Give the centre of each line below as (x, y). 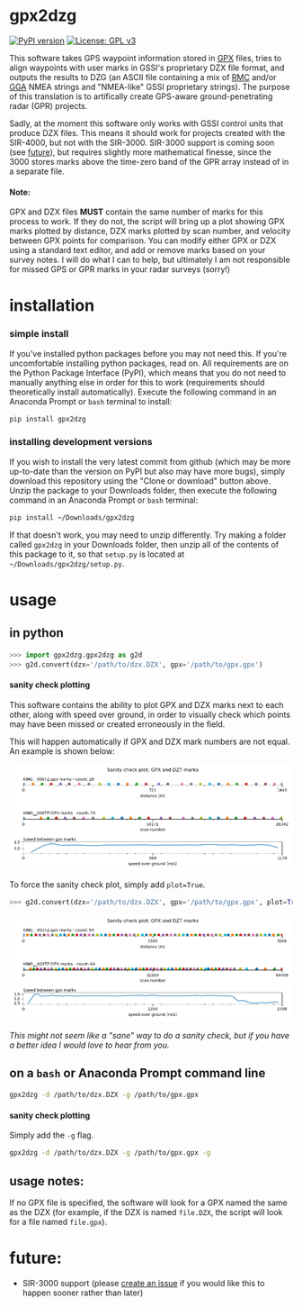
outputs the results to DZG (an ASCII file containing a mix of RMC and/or (143, 77)
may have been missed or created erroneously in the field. (117, 724)
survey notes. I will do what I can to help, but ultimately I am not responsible (150, 260)
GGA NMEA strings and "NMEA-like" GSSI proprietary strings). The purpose (150, 86)
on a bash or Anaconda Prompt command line (138, 1073)
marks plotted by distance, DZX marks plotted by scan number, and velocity (150, 231)
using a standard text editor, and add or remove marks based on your (138, 250)
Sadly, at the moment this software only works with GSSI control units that (147, 123)
